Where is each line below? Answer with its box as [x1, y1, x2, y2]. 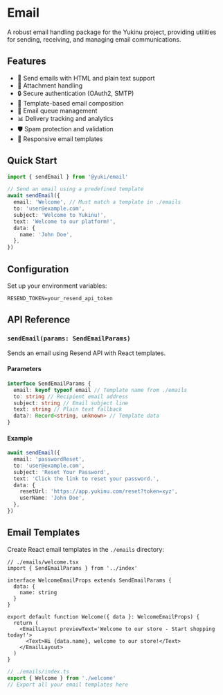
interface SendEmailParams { [7, 380, 91, 387]
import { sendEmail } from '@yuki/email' [7, 173, 129, 180]
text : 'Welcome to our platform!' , [13, 218, 116, 225]
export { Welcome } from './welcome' [7, 674, 116, 682]
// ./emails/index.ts [7, 668, 70, 675]
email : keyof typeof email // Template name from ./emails [13, 386, 188, 393]
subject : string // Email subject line [13, 400, 129, 407]
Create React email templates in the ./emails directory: [7, 545, 165, 553]
